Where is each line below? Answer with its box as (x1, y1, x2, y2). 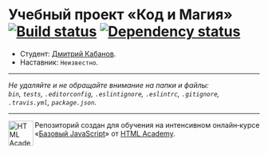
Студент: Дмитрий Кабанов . (19, 49, 116, 58)
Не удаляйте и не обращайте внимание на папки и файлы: (8, 80, 209, 89)
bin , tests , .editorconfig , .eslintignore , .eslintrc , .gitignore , (8, 89, 220, 98)
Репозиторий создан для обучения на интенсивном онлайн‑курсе (34, 120, 260, 129)
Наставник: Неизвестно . (19, 57, 99, 67)
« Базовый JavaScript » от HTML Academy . (34, 128, 175, 138)
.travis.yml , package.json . (8, 97, 97, 107)
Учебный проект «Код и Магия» (8, 6, 233, 24)
